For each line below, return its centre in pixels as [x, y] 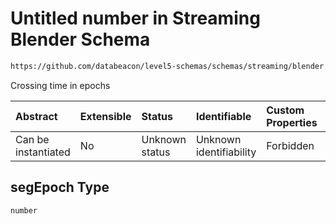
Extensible [105, 116]
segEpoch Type [60, 187]
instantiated [43, 152]
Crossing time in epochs [60, 85]
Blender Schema [80, 39]
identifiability [226, 152]
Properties [292, 122]
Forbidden [290, 145]
